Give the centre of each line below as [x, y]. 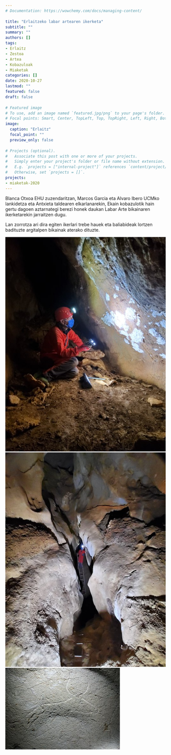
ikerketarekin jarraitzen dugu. [36, 214]
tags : [11, 43]
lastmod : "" [18, 86]
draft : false [19, 97]
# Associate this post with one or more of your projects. [72, 156]
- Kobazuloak [19, 65]
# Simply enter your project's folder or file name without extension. [85, 162]
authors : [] [18, 38]
